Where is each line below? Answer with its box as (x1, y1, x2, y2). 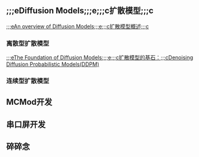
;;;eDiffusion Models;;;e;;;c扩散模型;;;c (6, 5, 154, 16)
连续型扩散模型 (6, 77, 50, 85)
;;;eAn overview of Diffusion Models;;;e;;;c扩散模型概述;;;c (6, 23, 149, 30)
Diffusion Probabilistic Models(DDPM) (6, 61, 100, 68)
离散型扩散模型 (6, 39, 50, 47)
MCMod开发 (6, 97, 53, 107)
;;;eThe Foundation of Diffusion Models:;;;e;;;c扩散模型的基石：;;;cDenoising (6, 54, 194, 61)
